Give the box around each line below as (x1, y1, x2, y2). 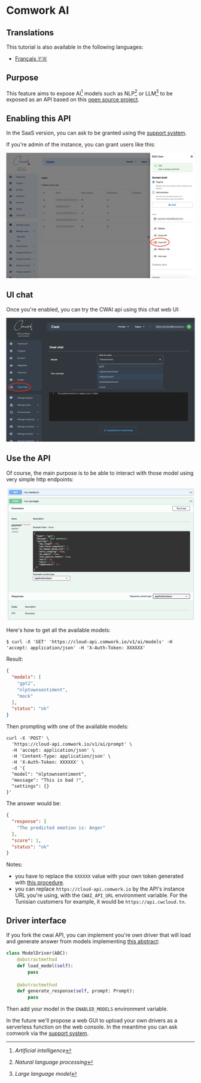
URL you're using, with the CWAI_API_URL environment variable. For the (14, 892, 188, 899)
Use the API (6, 454, 51, 464)
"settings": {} (11, 784, 50, 790)
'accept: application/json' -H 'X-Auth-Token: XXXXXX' (6, 645, 146, 651)
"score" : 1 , (11, 838, 42, 844)
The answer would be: (6, 800, 62, 807)
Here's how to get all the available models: (6, 626, 111, 634)
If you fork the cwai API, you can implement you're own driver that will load (6, 931, 191, 939)
